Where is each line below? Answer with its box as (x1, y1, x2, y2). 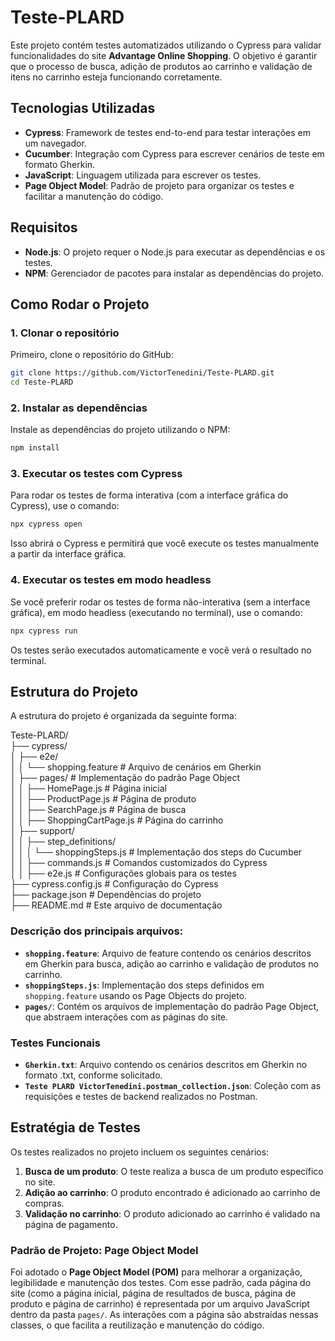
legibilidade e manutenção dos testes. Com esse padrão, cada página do (10, 1277, 312, 1289)
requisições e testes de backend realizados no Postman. (24, 1090, 258, 1102)
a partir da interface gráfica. (10, 548, 127, 560)
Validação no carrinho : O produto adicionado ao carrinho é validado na (24, 1207, 321, 1220)
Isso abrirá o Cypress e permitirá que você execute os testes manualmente (10, 537, 320, 550)
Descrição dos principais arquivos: (10, 924, 184, 938)
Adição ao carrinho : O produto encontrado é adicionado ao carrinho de (24, 1186, 321, 1198)
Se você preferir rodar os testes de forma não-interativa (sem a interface (10, 596, 311, 608)
